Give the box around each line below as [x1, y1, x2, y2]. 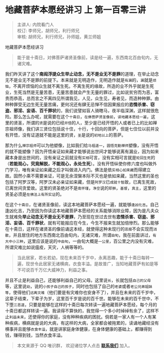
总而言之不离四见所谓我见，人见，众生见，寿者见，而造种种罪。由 [26, 95, 159, 101]
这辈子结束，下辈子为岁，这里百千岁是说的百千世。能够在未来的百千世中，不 [5, 295, 159, 301]
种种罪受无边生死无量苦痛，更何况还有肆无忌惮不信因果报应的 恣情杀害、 [5, 101, 150, 107]
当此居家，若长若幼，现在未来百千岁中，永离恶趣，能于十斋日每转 [17, 254, 150, 260]
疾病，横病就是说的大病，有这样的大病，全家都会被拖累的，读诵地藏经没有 [9, 320, 159, 326]
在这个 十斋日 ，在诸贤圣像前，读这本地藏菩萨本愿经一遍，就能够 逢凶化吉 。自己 [5, 201, 159, 208]
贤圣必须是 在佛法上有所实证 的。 [5, 191, 64, 197]
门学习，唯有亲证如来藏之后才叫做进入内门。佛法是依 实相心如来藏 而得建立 [5, 166, 151, 172]
